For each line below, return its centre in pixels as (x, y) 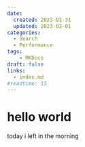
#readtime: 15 (27, 83)
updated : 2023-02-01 (42, 26)
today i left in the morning (43, 136)
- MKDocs (32, 58)
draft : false (26, 64)
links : (16, 70)
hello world (39, 117)
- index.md (29, 77)
